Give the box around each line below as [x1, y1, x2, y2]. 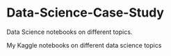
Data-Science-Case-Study [6, 5, 165, 21]
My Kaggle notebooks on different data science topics [6, 41, 162, 49]
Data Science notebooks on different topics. [6, 28, 133, 36]
